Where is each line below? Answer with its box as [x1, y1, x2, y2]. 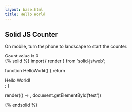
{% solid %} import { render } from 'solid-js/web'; [5, 58, 106, 64]
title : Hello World [5, 12, 45, 17]
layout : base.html [5, 7, 43, 12]
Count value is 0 [5, 53, 39, 59]
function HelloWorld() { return [5, 68, 66, 74]
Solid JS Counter [5, 30, 58, 39]
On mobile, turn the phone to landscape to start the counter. [5, 43, 128, 50]
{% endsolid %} [5, 102, 38, 108]
